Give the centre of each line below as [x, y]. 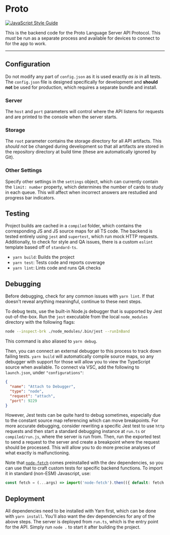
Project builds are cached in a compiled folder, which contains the [73, 226]
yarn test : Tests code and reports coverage [59, 262]
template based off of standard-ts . [41, 247]
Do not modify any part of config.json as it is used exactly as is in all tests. [83, 76]
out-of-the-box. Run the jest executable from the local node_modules [77, 317]
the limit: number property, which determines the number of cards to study [84, 187]
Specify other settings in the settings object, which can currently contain [82, 181]
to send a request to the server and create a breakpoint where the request [82, 442]
